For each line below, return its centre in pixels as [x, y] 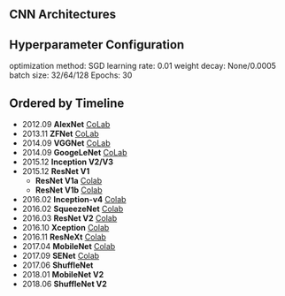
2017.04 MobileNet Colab [69, 247]
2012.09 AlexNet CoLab [66, 125]
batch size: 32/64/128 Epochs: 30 [71, 75]
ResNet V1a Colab [69, 181]
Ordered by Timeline [67, 103]
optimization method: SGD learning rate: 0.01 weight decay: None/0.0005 [143, 66]
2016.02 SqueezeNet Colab [73, 209]
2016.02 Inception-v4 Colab [74, 200]
